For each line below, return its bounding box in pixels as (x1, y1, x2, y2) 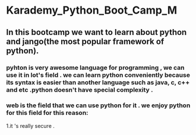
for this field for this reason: (6, 109, 88, 117)
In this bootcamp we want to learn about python (6, 27, 187, 37)
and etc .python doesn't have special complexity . (6, 85, 153, 94)
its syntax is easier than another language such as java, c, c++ (6, 78, 190, 86)
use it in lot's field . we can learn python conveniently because (6, 70, 190, 79)
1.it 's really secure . (6, 122, 55, 129)
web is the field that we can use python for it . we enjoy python (6, 101, 191, 110)
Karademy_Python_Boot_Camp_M (6, 4, 177, 17)
